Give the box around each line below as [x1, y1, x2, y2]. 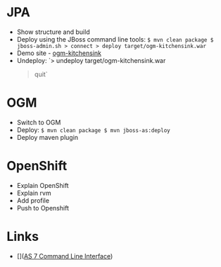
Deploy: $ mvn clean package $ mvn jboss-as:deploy [16, 125, 170, 134]
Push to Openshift [16, 203, 70, 212]
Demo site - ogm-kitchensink [16, 49, 102, 57]
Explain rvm [16, 189, 51, 197]
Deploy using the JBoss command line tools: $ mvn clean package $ [16, 35, 214, 43]
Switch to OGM [16, 118, 61, 126]
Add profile [16, 196, 50, 205]
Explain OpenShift [16, 181, 69, 189]
